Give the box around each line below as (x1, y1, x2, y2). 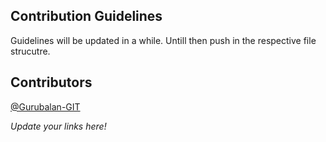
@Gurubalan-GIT (10, 100, 81, 113)
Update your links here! (10, 120, 107, 132)
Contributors (10, 74, 93, 91)
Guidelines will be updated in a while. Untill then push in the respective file (10, 34, 317, 46)
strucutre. (10, 45, 51, 57)
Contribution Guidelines (10, 8, 163, 25)
